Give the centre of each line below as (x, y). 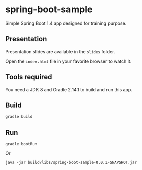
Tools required (29, 77)
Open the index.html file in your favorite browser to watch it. (68, 61)
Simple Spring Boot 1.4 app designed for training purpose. (66, 23)
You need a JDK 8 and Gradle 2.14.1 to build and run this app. (69, 89)
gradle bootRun (21, 144)
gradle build (19, 117)
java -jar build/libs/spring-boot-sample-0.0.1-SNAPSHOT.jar (71, 163)
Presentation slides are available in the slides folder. (60, 51)
